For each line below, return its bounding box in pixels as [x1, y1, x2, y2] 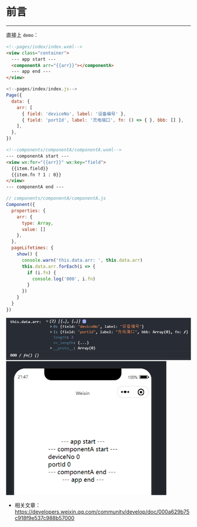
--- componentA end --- [6, 184, 64, 190]
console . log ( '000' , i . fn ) [32, 276, 96, 282]
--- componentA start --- [6, 153, 69, 159]
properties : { [11, 208, 46, 214]
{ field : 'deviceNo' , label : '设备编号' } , [21, 111, 126, 117]
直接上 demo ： [6, 31, 39, 38]
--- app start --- [11, 56, 57, 62]
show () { [16, 251, 38, 257]
